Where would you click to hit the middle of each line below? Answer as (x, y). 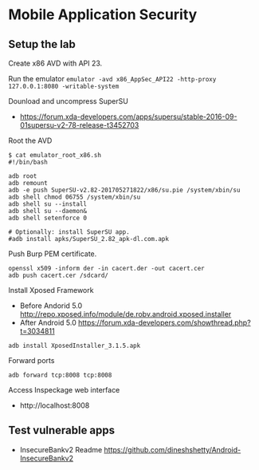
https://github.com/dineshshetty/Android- (173, 449)
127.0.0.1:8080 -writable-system (64, 86)
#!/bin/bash (28, 162)
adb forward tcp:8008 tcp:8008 (60, 375)
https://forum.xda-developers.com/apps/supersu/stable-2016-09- (128, 117)
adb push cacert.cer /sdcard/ (59, 275)
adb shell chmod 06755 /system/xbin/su (75, 197)
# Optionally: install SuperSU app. (69, 232)
